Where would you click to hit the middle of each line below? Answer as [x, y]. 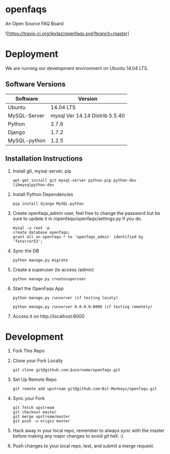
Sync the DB [26, 251]
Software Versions [35, 85]
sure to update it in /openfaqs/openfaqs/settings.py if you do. [77, 219]
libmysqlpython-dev [33, 185]
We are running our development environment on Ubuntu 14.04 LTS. [77, 68]
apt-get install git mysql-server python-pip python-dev [75, 180]
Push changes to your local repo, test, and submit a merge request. [83, 446]
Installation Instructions [44, 159]
